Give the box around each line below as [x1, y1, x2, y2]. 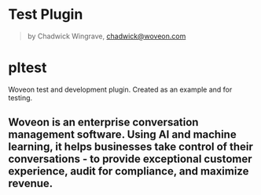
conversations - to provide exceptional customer [8, 153, 253, 166]
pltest [8, 59, 47, 77]
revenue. [8, 177, 53, 190]
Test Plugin [8, 5, 83, 23]
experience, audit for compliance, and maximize [8, 164, 249, 178]
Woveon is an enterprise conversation [8, 116, 199, 129]
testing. [8, 92, 33, 103]
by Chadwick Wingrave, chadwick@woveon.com [27, 31, 186, 41]
